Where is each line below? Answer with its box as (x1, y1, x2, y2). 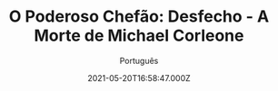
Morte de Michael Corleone (34, 25, 244, 46)
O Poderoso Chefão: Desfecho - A (8, 6, 270, 27)
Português (119, 55, 159, 66)
